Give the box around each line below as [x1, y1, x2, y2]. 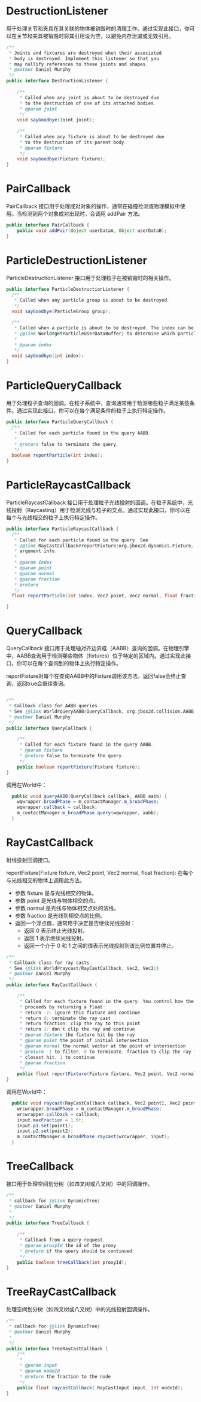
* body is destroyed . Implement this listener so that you [8, 55, 160, 61]
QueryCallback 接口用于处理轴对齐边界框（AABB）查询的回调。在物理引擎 [6, 645, 190, 652]
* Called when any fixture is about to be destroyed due [19, 133, 165, 139]
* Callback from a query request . [19, 1237, 106, 1243]
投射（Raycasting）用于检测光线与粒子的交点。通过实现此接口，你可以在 [11, 506, 191, 513]
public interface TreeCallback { [6, 1220, 90, 1227]
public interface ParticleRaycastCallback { [6, 526, 119, 532]
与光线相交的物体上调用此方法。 [6, 876, 85, 884]
